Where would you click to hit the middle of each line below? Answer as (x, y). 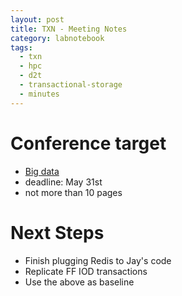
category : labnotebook (57, 38)
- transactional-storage (71, 85)
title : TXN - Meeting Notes (69, 29)
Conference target (88, 143)
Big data (42, 171)
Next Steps (57, 232)
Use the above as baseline (79, 282)
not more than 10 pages (73, 192)
